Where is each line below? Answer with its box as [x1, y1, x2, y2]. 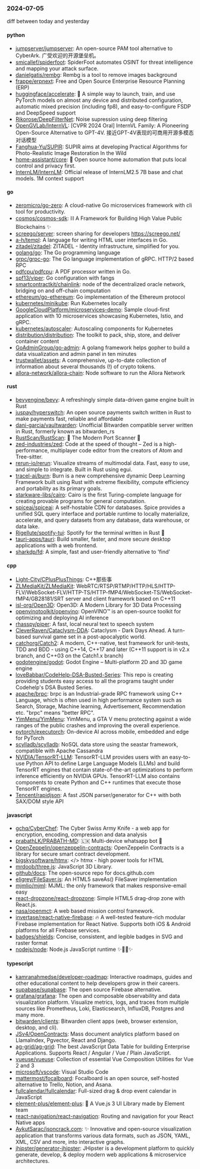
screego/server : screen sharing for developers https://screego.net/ [15, 230, 180, 237]
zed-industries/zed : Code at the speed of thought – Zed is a [15, 440, 162, 448]
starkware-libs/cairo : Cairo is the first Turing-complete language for [15, 491, 182, 498]
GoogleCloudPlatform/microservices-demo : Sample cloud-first [15, 306, 170, 313]
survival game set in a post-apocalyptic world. [32, 633, 146, 640]
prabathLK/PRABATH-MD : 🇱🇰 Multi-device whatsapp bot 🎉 [15, 838, 162, 845]
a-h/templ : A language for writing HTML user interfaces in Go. [15, 236, 168, 243]
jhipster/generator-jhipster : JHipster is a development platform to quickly [15, 1145, 195, 1152]
